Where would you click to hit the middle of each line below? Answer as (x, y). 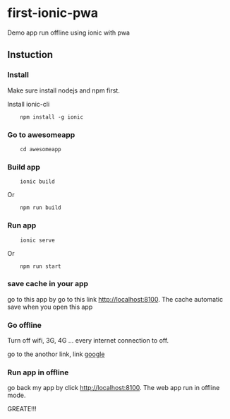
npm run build (41, 208)
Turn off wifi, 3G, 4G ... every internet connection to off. (88, 341)
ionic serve (37, 240)
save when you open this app (50, 307)
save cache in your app (48, 284)
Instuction (30, 55)
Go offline (25, 325)
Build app (24, 167)
